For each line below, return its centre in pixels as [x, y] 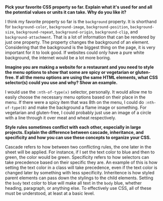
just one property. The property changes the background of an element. [77, 42]
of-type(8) [16, 108]
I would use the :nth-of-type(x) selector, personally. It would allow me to [79, 92]
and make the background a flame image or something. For [87, 107]
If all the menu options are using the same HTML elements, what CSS [87, 77]
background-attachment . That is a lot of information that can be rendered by [80, 37]
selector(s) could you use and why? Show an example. [61, 83]
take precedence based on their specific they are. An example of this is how [81, 162]
